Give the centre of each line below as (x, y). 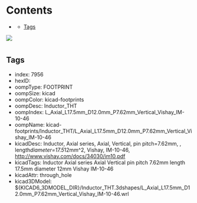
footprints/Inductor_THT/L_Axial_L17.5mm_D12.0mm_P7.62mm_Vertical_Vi (103, 131)
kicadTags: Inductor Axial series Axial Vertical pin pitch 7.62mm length (100, 162)
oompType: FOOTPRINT (44, 87)
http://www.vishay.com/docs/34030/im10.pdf (70, 156)
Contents (29, 10)
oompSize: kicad (35, 93)
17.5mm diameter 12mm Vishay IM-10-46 (64, 169)
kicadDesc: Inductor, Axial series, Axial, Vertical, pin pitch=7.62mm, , (98, 143)
